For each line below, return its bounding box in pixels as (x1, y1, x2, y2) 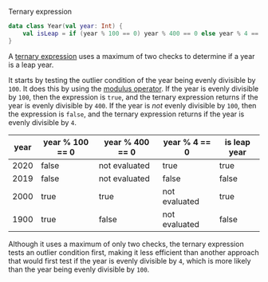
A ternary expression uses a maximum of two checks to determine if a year (8, 51, 255, 61)
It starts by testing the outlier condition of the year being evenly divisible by (8, 75, 256, 84)
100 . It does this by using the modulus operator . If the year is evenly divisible (8, 84, 259, 93)
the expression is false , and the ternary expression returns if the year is (8, 109, 245, 119)
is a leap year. (8, 60, 54, 69)
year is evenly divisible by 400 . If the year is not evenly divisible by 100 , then (8, 100, 257, 110)
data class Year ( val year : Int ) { (8, 22, 124, 30)
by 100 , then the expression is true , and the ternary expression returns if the (8, 92, 258, 102)
